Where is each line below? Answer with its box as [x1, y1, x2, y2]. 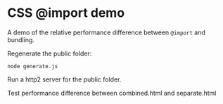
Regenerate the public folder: [7, 49, 92, 58]
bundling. [7, 35, 35, 44]
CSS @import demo [7, 5, 125, 21]
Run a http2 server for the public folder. [7, 75, 122, 84]
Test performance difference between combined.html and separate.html [7, 89, 217, 97]
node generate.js [7, 63, 58, 70]
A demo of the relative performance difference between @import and [7, 28, 206, 37]
